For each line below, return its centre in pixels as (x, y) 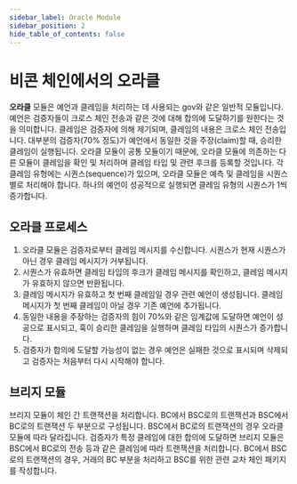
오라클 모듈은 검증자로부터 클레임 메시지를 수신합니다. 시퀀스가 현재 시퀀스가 (154, 250)
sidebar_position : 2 (48, 26)
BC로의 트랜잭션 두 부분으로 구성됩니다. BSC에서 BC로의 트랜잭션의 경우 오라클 (147, 426)
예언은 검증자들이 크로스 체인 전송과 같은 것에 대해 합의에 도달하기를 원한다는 (142, 118)
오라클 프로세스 (48, 226)
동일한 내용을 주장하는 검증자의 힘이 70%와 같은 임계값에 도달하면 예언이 (148, 317)
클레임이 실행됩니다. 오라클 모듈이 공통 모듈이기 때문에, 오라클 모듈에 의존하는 (143, 151)
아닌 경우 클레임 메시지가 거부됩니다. (85, 261)
